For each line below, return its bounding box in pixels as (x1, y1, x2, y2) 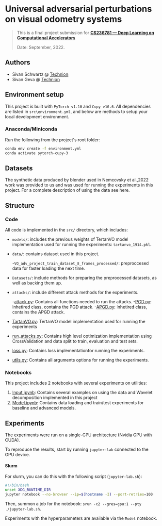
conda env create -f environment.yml (5, 146, 81, 151)
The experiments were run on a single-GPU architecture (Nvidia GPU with (5, 432, 152, 438)
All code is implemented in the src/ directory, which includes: (5, 227, 128, 233)
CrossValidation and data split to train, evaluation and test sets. (12, 338, 138, 344)
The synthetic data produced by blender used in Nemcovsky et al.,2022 (5, 177, 149, 183)
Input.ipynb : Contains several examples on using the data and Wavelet (12, 390, 153, 395)
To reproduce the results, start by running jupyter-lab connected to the (5, 446, 149, 452)
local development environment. (5, 114, 69, 119)
